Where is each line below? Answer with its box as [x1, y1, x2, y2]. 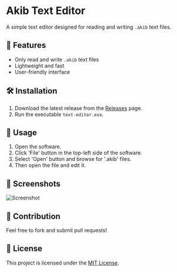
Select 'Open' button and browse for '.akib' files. [14, 156, 132, 163]
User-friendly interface [14, 68, 70, 75]
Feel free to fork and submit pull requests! [6, 227, 107, 233]
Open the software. [14, 143, 62, 150]
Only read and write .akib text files [14, 56, 100, 63]
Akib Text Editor [6, 4, 86, 18]
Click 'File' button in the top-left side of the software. [14, 149, 142, 156]
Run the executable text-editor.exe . [14, 111, 104, 118]
